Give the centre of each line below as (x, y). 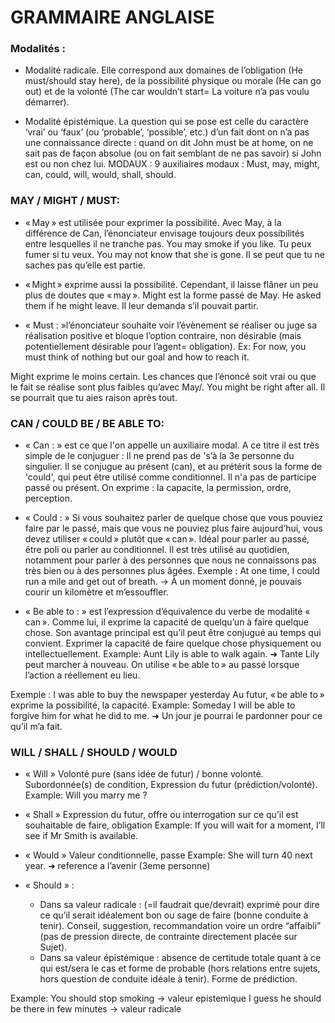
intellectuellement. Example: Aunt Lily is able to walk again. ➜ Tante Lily (172, 654)
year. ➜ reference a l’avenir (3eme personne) (117, 866)
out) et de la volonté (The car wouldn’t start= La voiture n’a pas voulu (167, 92)
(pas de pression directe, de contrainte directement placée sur (168, 937)
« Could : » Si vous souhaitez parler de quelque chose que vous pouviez (174, 518)
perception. (48, 498)
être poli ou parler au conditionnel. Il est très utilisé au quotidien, (157, 550)
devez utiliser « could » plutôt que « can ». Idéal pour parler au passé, (167, 539)
